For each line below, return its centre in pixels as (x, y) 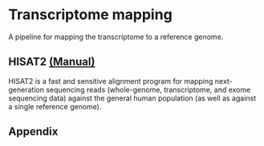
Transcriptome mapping (90, 15)
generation (26, 89)
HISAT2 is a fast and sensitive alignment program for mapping (111, 81)
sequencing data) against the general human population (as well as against (132, 98)
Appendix (33, 132)
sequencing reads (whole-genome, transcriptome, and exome (148, 89)
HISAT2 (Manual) (52, 62)
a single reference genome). (55, 106)
